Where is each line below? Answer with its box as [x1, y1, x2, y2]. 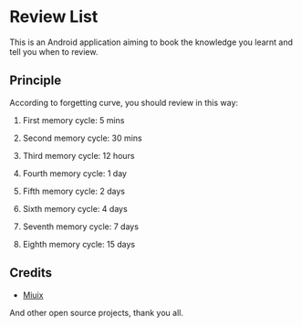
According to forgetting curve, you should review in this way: [9, 97, 239, 108]
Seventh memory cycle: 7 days [22, 221, 140, 232]
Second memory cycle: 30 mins [22, 132, 143, 143]
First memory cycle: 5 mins [22, 114, 125, 125]
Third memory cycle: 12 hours [22, 150, 135, 161]
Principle [9, 73, 62, 89]
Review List [9, 6, 99, 27]
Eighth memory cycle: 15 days [22, 238, 135, 249]
